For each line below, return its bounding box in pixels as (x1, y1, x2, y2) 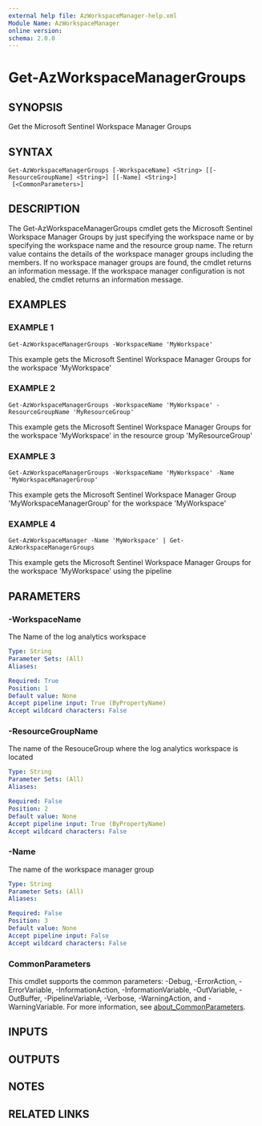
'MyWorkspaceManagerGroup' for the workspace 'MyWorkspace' (8, 498, 227, 508)
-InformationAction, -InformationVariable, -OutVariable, (55, 985, 238, 995)
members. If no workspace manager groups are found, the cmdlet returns (8, 258, 252, 267)
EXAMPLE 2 (8, 383, 56, 394)
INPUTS (8, 1025, 48, 1039)
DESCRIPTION (8, 202, 80, 216)
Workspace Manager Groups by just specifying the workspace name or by (8, 232, 254, 242)
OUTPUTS (8, 1052, 60, 1066)
